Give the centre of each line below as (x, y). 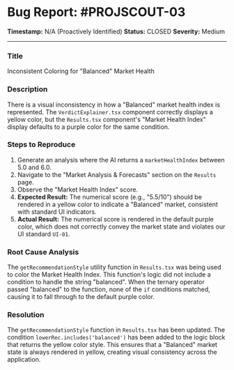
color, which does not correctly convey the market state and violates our (121, 226)
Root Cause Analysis (43, 252)
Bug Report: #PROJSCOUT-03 (96, 12)
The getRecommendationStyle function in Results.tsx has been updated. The (116, 330)
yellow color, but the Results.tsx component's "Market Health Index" (107, 119)
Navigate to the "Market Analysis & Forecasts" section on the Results (117, 174)
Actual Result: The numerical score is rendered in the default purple (115, 219)
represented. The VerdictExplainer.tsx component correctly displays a (110, 111)
